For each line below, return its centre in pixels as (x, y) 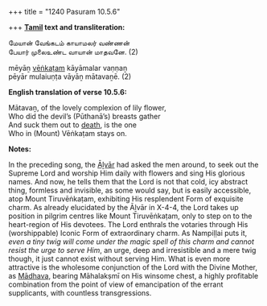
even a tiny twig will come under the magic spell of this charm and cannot (131, 242)
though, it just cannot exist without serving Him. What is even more (119, 258)
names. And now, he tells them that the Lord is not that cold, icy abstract (128, 182)
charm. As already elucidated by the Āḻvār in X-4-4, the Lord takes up (123, 207)
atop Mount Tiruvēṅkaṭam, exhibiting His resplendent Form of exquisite (126, 199)
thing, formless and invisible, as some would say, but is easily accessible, (130, 190)
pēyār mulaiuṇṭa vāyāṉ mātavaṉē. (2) (70, 76)
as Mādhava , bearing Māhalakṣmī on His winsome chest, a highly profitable (133, 276)
